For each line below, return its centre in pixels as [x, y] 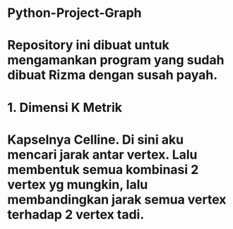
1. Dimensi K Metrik [65, 107]
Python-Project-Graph [74, 13]
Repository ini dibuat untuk [88, 45]
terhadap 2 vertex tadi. [76, 215]
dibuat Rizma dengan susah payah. [113, 75]
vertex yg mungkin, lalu [78, 184]
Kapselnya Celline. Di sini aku [96, 140]
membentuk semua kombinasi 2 [103, 169]
